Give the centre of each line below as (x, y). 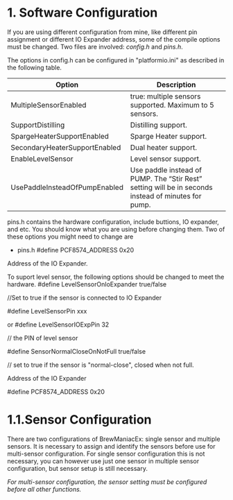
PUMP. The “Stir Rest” (166, 178)
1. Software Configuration (83, 13)
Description (176, 85)
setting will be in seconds (171, 187)
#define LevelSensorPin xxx (47, 311)
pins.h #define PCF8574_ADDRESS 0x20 (76, 250)
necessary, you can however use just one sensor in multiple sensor (103, 461)
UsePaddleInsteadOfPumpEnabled (67, 187)
